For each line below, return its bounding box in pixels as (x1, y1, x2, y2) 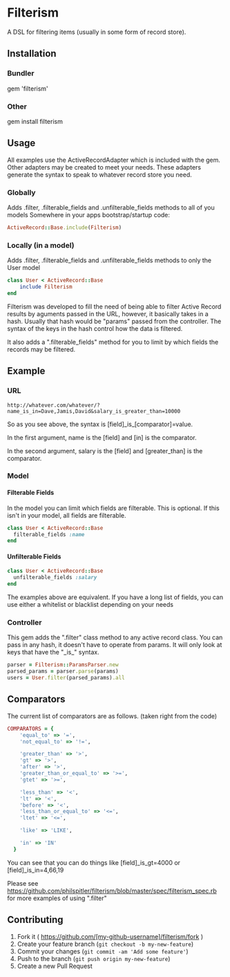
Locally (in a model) (7, 240, 75, 250)
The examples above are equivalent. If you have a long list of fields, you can (7, 593, 223, 601)
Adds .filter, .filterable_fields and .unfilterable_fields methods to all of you (7, 203, 215, 212)
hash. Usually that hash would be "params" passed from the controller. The (7, 317, 222, 325)
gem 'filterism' (7, 84, 48, 93)
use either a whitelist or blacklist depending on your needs (7, 601, 174, 609)
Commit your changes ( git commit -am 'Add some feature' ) (17, 947, 189, 956)
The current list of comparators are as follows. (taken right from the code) (7, 711, 218, 720)
